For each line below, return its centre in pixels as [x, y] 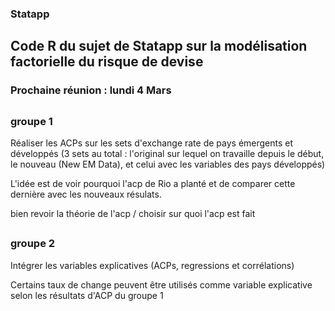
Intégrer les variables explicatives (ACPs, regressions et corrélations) [152, 265]
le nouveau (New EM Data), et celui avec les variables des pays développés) [168, 164]
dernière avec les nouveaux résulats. [86, 194]
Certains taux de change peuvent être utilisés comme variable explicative [161, 284]
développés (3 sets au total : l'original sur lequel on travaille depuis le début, [167, 153]
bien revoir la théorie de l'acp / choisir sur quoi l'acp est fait [133, 213]
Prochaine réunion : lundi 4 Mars [91, 90]
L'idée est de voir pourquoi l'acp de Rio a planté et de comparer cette [153, 183]
